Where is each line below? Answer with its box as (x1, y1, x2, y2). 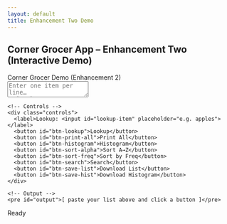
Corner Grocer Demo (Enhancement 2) (7, 73, 122, 82)
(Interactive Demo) (7, 54, 93, 66)
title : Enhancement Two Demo (7, 17, 94, 24)
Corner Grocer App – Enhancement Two (7, 43, 187, 55)
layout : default (7, 10, 56, 18)
